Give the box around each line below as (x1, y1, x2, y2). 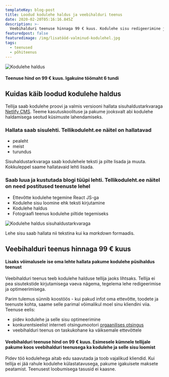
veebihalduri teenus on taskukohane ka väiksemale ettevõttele (12, 327, 142, 334)
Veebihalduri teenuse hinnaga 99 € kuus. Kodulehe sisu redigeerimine (10, 26, 161, 31)
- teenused (10, 45, 33, 50)
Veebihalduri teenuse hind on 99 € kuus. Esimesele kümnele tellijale (5, 339, 151, 345)
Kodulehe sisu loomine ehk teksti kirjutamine (12, 200, 105, 206)
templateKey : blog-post (5, 7, 55, 13)
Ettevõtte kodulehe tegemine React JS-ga (12, 194, 99, 200)
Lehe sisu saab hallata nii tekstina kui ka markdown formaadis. (5, 230, 135, 236)
